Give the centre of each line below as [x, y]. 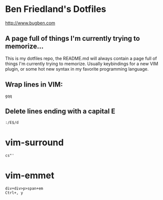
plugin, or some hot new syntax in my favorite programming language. [77, 69]
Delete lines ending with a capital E [60, 111]
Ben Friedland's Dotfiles [56, 9]
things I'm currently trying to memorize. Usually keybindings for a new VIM [82, 64]
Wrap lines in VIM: [34, 85]
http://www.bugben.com [30, 23]
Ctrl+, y [14, 193]
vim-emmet [30, 175]
